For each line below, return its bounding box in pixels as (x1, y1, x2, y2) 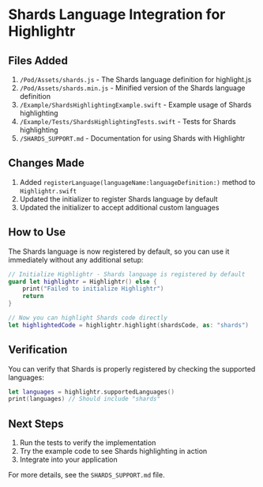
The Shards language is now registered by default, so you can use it (8, 247, 230, 256)
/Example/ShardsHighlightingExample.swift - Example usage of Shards (19, 100, 252, 109)
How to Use (8, 225, 66, 239)
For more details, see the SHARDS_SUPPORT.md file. (8, 470, 165, 480)
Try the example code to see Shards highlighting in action (19, 447, 208, 456)
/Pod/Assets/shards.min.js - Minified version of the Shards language (19, 83, 246, 92)
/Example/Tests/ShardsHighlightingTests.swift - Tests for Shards (19, 117, 236, 126)
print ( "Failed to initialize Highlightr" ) (22, 285, 164, 293)
